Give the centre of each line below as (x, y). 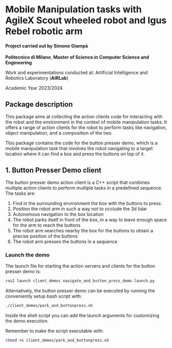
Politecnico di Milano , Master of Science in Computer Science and (77, 57)
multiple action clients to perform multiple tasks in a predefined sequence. (84, 188)
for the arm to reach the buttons (46, 225)
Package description (39, 104)
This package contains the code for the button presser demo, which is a (82, 143)
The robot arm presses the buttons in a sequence (65, 242)
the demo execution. (27, 321)
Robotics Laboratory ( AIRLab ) (37, 78)
